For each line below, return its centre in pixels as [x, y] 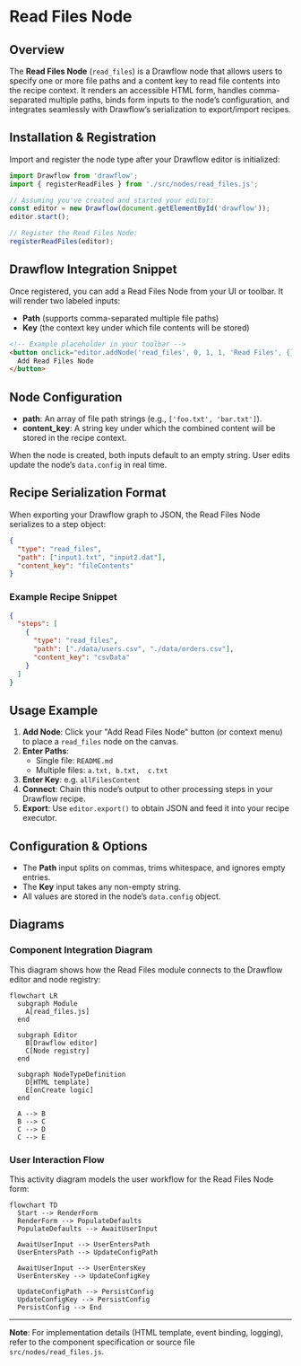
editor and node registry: [55, 979]
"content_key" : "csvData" [81, 657]
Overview [37, 50]
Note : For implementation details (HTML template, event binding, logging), [146, 1333]
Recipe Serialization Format [88, 493]
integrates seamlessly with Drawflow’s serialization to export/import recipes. [150, 109]
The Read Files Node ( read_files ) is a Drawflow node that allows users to [146, 71]
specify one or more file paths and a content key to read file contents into [145, 81]
